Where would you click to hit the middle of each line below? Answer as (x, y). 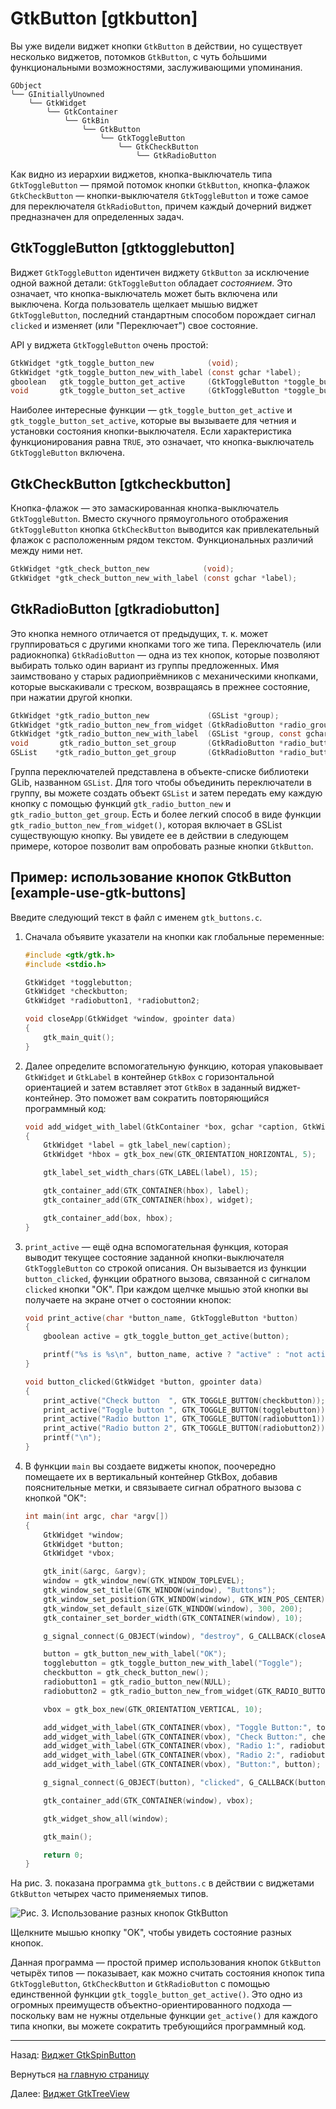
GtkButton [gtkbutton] (104, 18)
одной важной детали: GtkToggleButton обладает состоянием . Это (151, 283)
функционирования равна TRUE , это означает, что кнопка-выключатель (162, 442)
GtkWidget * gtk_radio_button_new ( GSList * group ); (145, 715)
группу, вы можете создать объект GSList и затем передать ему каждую (166, 793)
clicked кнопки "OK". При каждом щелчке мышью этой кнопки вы (166, 1289)
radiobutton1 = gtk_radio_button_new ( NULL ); (137, 1682)
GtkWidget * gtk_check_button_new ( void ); (122, 569)
